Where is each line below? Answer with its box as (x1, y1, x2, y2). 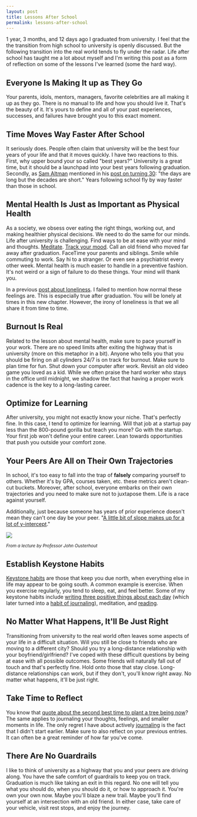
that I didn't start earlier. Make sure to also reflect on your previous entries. (6, 727, 188, 735)
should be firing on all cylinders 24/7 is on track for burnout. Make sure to (6, 356, 185, 363)
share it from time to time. (6, 305, 69, 312)
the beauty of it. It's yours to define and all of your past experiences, (6, 106, 172, 113)
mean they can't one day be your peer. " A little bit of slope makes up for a (6, 514, 185, 521)
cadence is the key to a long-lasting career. (6, 381, 111, 388)
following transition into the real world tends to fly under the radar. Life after (6, 48, 189, 55)
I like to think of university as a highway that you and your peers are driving (6, 766, 188, 773)
